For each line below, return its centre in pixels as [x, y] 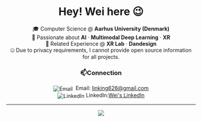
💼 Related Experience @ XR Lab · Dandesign [101, 43]
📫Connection [101, 73]
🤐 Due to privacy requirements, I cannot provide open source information [101, 50]
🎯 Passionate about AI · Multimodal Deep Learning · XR [101, 37]
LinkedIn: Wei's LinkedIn [115, 95]
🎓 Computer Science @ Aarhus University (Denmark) [101, 28]
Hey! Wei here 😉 [101, 12]
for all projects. [101, 56]
